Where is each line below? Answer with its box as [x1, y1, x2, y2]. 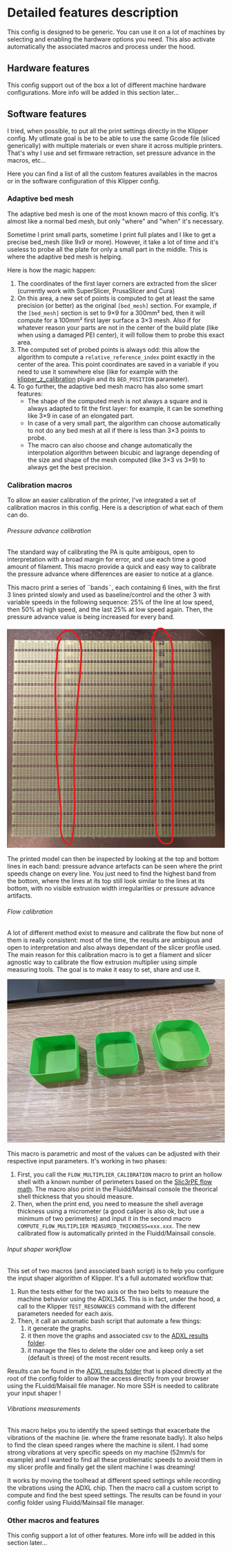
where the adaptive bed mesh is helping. [7, 252, 123, 261]
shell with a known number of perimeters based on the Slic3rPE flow [17, 1178, 213, 1186]
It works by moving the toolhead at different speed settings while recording [7, 1476, 221, 1484]
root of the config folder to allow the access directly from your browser [7, 1374, 209, 1383]
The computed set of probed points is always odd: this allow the [17, 345, 200, 353]
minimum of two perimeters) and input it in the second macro [17, 1214, 192, 1223]
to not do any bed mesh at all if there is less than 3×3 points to [27, 426, 206, 434]
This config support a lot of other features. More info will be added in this [7, 1531, 215, 1540]
